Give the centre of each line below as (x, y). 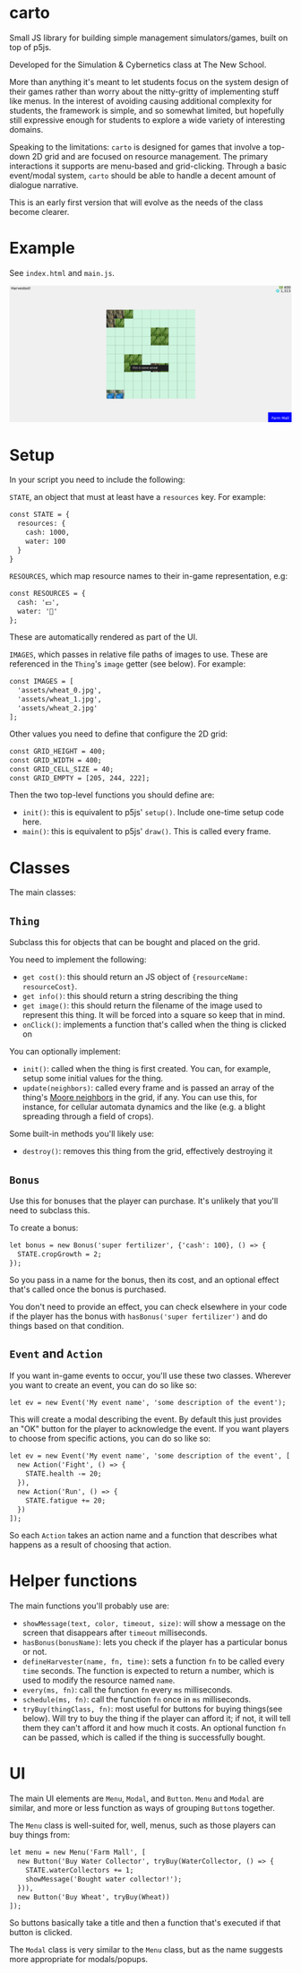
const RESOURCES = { (48, 594)
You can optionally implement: (65, 1052)
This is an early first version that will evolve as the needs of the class (136, 202)
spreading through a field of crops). (88, 1116)
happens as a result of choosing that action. (90, 1545)
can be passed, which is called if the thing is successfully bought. (144, 1737)
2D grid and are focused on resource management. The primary (150, 156)
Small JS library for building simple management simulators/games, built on (149, 38)
